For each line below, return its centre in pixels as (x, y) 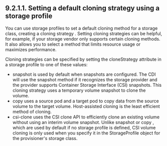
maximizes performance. (31, 49)
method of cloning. (32, 111)
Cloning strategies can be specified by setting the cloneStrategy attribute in (83, 59)
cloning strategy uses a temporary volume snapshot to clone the (79, 90)
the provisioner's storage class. (45, 138)
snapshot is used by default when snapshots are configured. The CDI (84, 74)
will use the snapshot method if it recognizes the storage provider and (85, 79)
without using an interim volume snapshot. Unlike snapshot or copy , (83, 122)
